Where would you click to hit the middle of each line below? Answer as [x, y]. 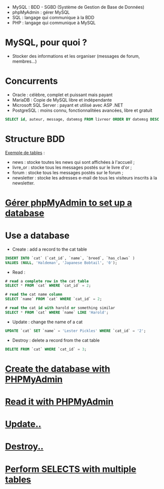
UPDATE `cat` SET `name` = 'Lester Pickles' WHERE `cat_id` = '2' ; [76, 331]
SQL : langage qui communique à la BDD [53, 17]
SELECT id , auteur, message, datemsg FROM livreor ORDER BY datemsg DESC [82, 119]
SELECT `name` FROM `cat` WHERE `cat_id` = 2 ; [54, 299]
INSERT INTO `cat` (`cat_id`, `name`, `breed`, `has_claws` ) [70, 258]
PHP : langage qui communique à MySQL [54, 23]
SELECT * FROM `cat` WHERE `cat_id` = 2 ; [48, 286]
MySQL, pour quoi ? [46, 42]
